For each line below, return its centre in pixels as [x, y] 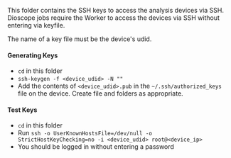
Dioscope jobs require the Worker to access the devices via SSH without [114, 18]
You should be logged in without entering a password [96, 147]
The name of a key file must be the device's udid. [80, 39]
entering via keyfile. [36, 25]
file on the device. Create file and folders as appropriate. [100, 94]
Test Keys [22, 110]
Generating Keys [33, 55]
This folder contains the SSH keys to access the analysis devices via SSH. [116, 10]
